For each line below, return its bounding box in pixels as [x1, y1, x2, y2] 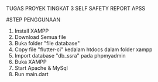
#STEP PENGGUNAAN [6, 16, 60, 23]
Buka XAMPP [14, 58, 47, 65]
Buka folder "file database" [14, 40, 80, 47]
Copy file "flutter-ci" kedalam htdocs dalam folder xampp [14, 46, 153, 53]
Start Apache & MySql [14, 65, 68, 72]
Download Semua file [14, 34, 66, 40]
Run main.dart [14, 71, 49, 77]
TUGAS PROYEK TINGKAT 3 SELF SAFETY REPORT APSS [6, 5, 146, 12]
